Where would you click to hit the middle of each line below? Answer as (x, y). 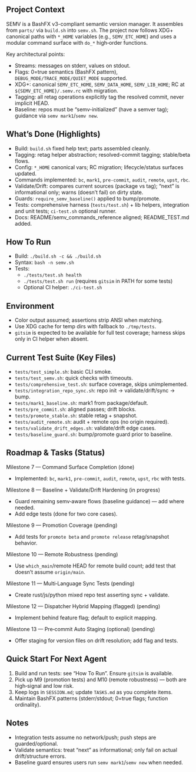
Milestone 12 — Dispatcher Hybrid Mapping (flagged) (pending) (83, 606)
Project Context (35, 10)
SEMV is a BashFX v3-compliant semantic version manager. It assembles (95, 24)
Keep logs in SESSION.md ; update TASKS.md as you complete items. (93, 692)
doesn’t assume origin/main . (50, 572)
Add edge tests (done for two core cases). (66, 514)
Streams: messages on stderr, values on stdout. (72, 65)
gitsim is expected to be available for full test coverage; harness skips (100, 333)
